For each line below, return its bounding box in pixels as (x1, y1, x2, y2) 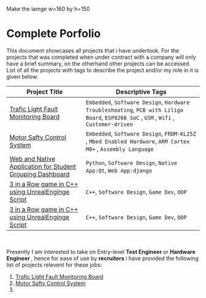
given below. (6, 73, 39, 80)
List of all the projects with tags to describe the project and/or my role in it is (6, 66, 199, 74)
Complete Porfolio (6, 27, 101, 40)
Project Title (26, 87, 63, 96)
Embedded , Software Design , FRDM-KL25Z (85, 129, 196, 137)
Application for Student (9, 162, 77, 170)
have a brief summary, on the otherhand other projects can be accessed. (6, 59, 191, 67)
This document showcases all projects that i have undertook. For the (6, 47, 180, 54)
